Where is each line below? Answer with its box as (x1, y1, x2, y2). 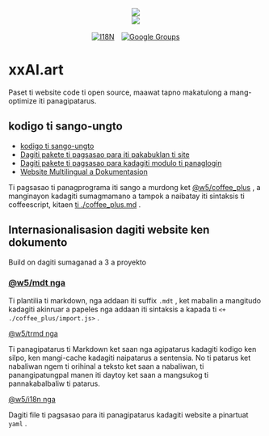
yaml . (8, 418, 27, 428)
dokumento (8, 235, 68, 250)
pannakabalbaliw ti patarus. (8, 379, 101, 388)
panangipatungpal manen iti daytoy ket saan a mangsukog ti (8, 370, 208, 379)
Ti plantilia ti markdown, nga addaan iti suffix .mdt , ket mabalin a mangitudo (8, 295, 261, 305)
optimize (8, 95, 38, 105)
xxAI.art (8, 61, 65, 79)
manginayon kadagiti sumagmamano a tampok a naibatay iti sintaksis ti (8, 191, 245, 201)
